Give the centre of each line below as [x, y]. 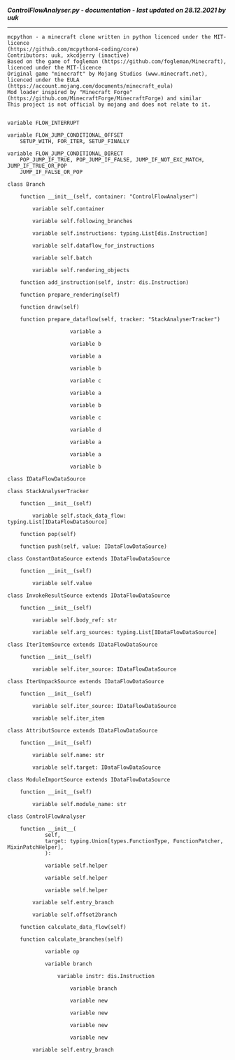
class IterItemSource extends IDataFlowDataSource [83, 645]
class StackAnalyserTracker [48, 491]
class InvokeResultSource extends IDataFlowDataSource [89, 596]
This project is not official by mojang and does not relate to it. [109, 105]
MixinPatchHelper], [36, 847]
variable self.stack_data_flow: [80, 516]
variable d [85, 430]
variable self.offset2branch [75, 915]
